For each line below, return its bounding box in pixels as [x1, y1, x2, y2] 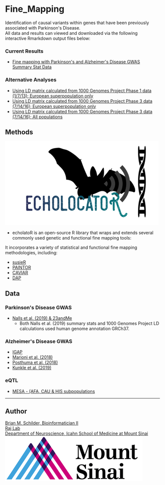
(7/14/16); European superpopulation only [12, 103, 96, 109]
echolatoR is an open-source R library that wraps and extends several [12, 230, 154, 236]
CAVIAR [12, 270, 28, 276]
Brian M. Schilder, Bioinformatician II [5, 420, 79, 426]
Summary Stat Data [12, 64, 52, 70]
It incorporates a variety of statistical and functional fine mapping [5, 244, 137, 250]
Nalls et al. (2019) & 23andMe [12, 315, 72, 321]
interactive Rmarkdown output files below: [5, 35, 91, 41]
